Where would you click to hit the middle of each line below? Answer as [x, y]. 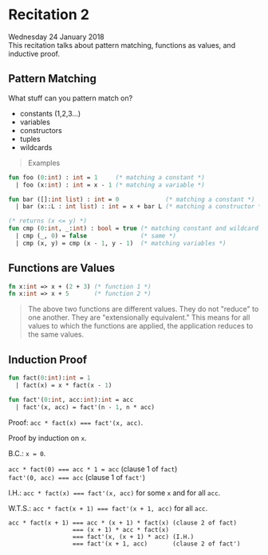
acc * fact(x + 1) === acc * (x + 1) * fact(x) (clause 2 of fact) [123, 523]
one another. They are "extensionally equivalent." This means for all [139, 317]
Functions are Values [62, 268]
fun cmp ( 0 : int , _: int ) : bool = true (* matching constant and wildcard [134, 229]
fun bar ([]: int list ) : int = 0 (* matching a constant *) [132, 199]
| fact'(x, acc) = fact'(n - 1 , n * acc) [85, 407]
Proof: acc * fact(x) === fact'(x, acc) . [76, 422]
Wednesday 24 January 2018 [57, 37]
